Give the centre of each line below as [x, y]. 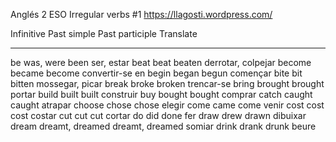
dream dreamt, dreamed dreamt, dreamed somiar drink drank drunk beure [163, 126]
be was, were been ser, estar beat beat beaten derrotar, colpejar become [161, 62]
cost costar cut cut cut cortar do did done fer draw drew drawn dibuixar [158, 115]
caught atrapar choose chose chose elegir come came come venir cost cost [167, 105]
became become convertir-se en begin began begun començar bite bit [156, 73]
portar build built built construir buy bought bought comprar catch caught [161, 94]
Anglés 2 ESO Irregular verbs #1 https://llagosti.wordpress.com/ [141, 14]
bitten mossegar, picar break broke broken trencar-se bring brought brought [167, 83]
